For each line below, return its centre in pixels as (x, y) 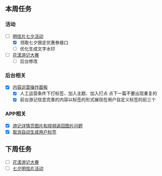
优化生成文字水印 (37, 48)
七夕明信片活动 (28, 168)
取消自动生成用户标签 (34, 132)
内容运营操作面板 (30, 87)
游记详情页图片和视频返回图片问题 (47, 126)
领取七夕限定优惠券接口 (44, 42)
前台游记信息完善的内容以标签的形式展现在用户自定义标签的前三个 (88, 100)
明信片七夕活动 (28, 36)
